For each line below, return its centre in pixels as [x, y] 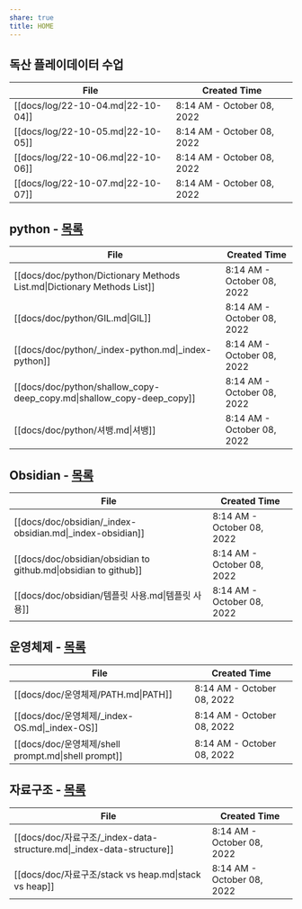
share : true [31, 18]
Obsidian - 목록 [52, 475]
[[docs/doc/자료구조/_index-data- [86, 837]
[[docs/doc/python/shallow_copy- [87, 387]
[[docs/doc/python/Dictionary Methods [97, 275]
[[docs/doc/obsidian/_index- [75, 521]
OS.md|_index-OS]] [56, 727]
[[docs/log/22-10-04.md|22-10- [88, 106]
